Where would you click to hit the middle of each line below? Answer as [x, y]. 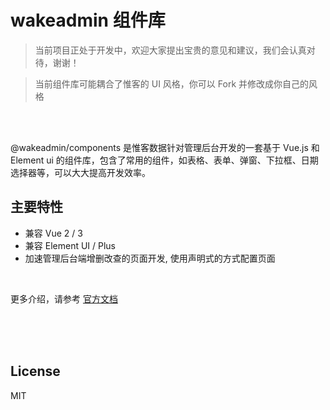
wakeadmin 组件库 [88, 20]
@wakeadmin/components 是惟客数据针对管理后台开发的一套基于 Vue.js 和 [165, 147]
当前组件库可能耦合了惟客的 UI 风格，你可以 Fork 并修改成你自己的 [172, 83]
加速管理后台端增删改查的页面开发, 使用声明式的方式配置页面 [150, 258]
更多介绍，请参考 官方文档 [64, 298]
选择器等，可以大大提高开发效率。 [80, 172]
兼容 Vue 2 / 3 [53, 233]
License [35, 371]
